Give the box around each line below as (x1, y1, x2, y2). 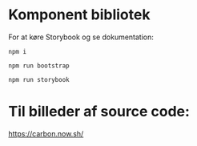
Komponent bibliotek (8, 6, 151, 24)
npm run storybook (8, 75, 70, 83)
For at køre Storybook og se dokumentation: (8, 32, 155, 42)
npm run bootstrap (8, 62, 70, 70)
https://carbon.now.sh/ (8, 128, 84, 138)
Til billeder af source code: (8, 103, 191, 121)
